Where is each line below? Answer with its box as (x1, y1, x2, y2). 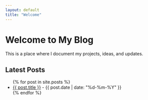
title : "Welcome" (5, 12, 42, 17)
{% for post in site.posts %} (12, 79, 71, 85)
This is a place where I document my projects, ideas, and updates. (5, 51, 143, 57)
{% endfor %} (12, 90, 42, 96)
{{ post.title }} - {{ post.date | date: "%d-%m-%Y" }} (12, 84, 122, 90)
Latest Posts (5, 65, 45, 74)
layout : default (5, 7, 39, 13)
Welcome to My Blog (5, 34, 94, 46)
